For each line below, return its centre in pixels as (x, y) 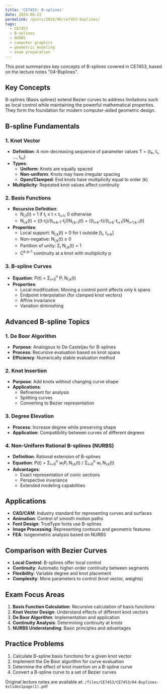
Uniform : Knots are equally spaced (56, 169)
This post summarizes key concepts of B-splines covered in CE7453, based (83, 66)
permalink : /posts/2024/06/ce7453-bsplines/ (53, 19)
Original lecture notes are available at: (45, 682)
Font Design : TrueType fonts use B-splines (57, 524)
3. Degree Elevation (30, 416)
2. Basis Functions (28, 198)
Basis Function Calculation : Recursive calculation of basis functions (83, 606)
